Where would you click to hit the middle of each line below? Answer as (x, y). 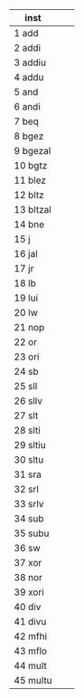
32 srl (26, 489)
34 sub (29, 518)
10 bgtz (31, 165)
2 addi (28, 48)
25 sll (26, 386)
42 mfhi (31, 636)
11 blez (30, 180)
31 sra (28, 474)
